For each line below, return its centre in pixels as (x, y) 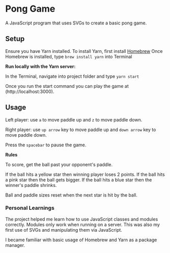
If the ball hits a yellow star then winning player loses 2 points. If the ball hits (85, 174)
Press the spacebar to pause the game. (46, 145)
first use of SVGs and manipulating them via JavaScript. (64, 230)
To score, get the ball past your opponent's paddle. (59, 164)
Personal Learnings (30, 208)
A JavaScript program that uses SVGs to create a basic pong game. (76, 23)
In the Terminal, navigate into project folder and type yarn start (72, 76)
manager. (15, 245)
